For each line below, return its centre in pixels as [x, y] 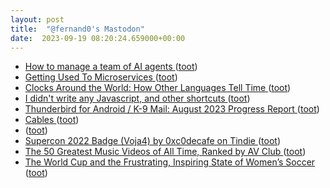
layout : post [37, 19]
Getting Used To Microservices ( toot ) [101, 77]
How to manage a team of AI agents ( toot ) [111, 67]
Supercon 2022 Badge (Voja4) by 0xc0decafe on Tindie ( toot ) [152, 141]
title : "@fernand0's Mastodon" [77, 29]
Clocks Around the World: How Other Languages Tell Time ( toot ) [158, 88]
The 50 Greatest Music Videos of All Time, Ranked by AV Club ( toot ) [165, 152]
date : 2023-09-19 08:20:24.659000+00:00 [98, 38]
